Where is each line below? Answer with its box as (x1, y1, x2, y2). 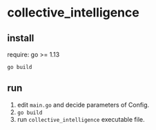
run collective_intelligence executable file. (17, 115, 145, 123)
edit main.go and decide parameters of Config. (17, 100, 150, 109)
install (7, 32, 35, 44)
